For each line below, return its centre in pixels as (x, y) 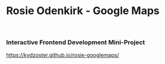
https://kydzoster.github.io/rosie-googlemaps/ (63, 55)
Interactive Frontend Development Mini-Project (76, 42)
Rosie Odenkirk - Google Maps (83, 11)
